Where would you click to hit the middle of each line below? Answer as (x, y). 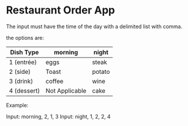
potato (101, 71)
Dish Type (24, 52)
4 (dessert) (25, 90)
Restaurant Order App (61, 10)
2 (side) (20, 71)
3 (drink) (21, 81)
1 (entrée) (23, 62)
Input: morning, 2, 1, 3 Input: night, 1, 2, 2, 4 (59, 116)
